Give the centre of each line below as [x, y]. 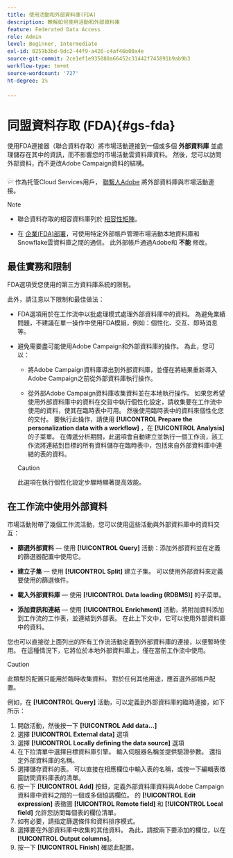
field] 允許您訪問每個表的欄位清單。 [68, 812]
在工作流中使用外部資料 [57, 507]
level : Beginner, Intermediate [52, 44]
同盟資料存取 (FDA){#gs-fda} [91, 126]
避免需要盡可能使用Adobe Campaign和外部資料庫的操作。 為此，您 [113, 346]
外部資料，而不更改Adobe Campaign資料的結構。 [78, 163]
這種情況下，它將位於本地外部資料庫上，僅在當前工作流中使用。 [118, 650]
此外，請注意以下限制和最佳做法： [56, 300]
